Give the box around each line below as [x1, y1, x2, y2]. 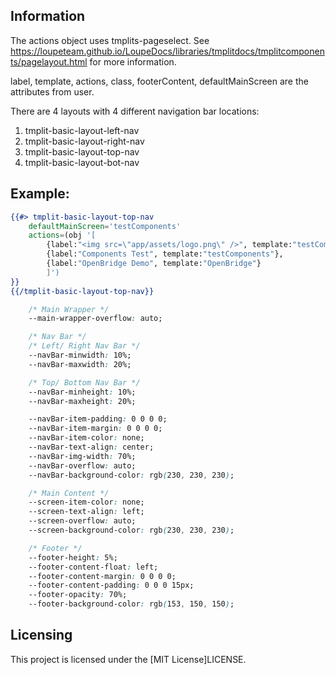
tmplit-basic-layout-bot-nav [24, 156, 140, 168]
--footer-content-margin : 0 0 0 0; [28, 571, 177, 581]
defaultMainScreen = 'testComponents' [28, 221, 182, 231]
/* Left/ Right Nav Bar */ [28, 341, 141, 351]
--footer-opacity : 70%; [28, 590, 128, 600]
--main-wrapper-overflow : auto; [28, 314, 163, 324]
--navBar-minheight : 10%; [28, 387, 137, 397]
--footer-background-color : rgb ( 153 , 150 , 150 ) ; [28, 599, 235, 609]
